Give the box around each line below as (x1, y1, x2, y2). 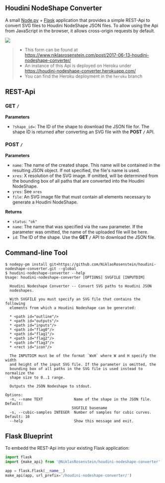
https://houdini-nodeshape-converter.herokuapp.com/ (24, 68, 136, 74)
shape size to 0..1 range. (9, 375, 65, 380)
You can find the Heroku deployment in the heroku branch (24, 73, 143, 79)
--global (58, 266, 77, 271)
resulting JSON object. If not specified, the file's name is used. (12, 167, 140, 173)
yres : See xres (12, 189, 42, 194)
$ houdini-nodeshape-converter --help (5, 271, 85, 276)
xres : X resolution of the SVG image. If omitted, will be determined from (12, 173, 159, 179)
